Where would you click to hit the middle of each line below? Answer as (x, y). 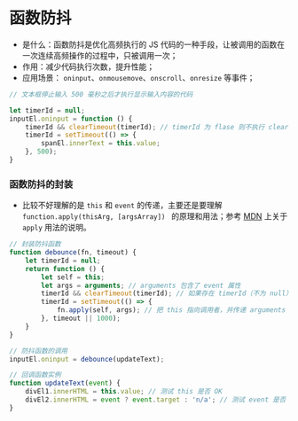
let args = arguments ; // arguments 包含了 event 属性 (141, 285)
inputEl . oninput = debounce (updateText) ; (87, 359)
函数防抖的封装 (41, 184)
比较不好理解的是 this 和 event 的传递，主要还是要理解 (122, 206)
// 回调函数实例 (35, 375)
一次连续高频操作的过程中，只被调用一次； (100, 55)
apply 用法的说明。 (56, 228)
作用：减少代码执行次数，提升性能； (88, 66)
